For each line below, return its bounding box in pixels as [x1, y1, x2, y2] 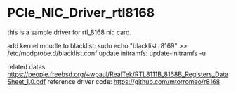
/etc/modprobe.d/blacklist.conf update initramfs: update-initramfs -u [7, 49, 206, 57]
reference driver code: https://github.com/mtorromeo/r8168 [47, 77, 221, 85]
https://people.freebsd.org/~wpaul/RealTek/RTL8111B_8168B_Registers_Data [7, 70, 229, 78]
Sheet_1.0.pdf [7, 77, 46, 85]
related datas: [7, 62, 47, 71]
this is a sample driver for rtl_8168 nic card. [7, 28, 132, 36]
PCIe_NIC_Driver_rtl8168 [7, 5, 155, 21]
